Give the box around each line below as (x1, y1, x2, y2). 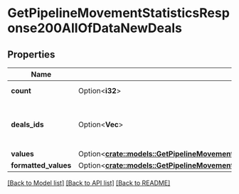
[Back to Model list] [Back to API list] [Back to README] (7, 179, 171, 187)
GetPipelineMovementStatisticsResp (7, 5, 230, 21)
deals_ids (11, 119, 44, 129)
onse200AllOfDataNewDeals (7, 20, 183, 36)
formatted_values (11, 161, 72, 170)
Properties (7, 48, 55, 60)
